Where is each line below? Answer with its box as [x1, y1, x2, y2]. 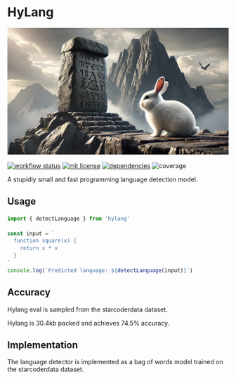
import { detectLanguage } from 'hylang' [7, 215, 131, 222]
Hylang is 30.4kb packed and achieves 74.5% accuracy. [7, 319, 170, 327]
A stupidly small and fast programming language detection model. [7, 175, 198, 184]
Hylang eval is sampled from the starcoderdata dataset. [7, 305, 169, 314]
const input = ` [7, 230, 55, 237]
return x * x [20, 245, 58, 252]
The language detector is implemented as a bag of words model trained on [7, 358, 223, 366]
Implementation [7, 339, 79, 351]
